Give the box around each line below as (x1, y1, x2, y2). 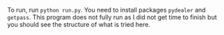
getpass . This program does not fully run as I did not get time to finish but (7, 13, 217, 21)
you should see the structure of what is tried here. (7, 21, 151, 28)
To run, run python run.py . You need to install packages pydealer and (7, 6, 207, 14)
